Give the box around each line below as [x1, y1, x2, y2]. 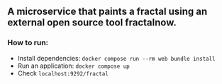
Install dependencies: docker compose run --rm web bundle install [17, 54, 216, 62]
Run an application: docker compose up [17, 61, 130, 70]
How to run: [7, 38, 49, 48]
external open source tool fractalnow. [7, 17, 177, 29]
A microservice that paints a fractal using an [7, 6, 208, 18]
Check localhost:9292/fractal [17, 68, 109, 77]
